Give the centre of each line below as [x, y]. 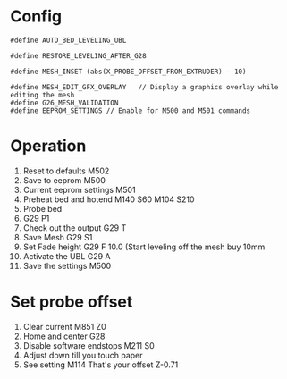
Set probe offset [72, 302]
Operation [48, 146]
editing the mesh [42, 95]
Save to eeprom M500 [64, 180]
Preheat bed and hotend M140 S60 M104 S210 [109, 199]
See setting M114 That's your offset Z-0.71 [101, 365]
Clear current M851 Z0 [64, 326]
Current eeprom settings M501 [80, 189]
